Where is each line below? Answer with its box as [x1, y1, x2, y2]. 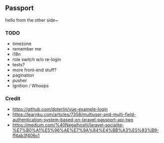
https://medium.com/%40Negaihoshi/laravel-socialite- [12, 122, 124, 128]
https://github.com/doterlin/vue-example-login [12, 106, 108, 112]
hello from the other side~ [5, 17, 58, 23]
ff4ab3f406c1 [12, 133, 40, 139]
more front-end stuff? [12, 67, 57, 73]
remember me [12, 46, 42, 52]
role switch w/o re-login [12, 56, 61, 62]
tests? [12, 62, 25, 68]
